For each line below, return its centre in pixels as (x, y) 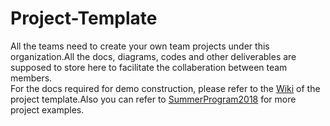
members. (31, 78)
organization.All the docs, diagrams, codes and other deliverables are (153, 56)
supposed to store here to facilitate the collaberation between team (149, 67)
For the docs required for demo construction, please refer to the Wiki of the (165, 88)
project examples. (47, 109)
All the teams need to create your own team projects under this (140, 46)
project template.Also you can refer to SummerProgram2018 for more (153, 99)
